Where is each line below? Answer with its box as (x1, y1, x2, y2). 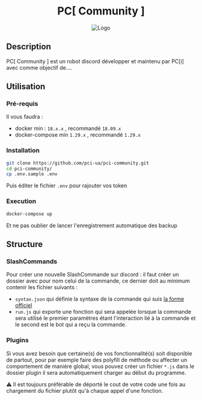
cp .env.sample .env (6, 171, 58, 177)
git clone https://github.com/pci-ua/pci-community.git (6, 160, 149, 166)
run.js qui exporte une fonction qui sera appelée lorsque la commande (14, 308, 192, 316)
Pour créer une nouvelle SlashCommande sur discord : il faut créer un (6, 271, 179, 278)
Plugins (6, 336, 29, 345)
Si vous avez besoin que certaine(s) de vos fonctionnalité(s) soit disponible (6, 349, 192, 357)
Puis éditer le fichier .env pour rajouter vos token (6, 182, 127, 189)
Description (6, 42, 51, 52)
